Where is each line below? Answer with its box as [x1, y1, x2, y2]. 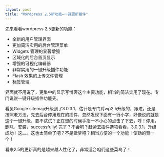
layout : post [5, 7, 32, 12]
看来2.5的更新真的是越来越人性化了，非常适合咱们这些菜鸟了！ [5, 146, 131, 152]
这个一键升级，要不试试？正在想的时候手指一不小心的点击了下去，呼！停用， [5, 118, 159, 123]
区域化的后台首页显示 [12, 54, 55, 60]
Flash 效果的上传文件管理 [12, 73, 63, 78]
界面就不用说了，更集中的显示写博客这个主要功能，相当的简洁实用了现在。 [5, 89, 155, 95]
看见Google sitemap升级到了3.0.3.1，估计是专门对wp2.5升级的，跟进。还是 [5, 105, 156, 111]
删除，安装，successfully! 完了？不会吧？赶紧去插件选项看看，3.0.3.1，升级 [5, 124, 157, 130]
